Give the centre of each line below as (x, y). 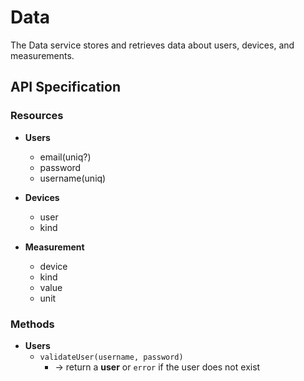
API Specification (66, 87)
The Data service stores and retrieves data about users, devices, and (152, 45)
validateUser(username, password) (111, 357)
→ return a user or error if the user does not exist (157, 367)
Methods (32, 324)
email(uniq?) (65, 157)
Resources (37, 116)
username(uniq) (73, 178)
